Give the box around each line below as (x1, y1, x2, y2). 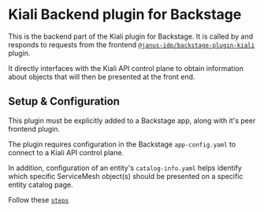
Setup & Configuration (8, 95, 121, 108)
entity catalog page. (8, 180, 73, 189)
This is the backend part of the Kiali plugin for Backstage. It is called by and (8, 32, 254, 41)
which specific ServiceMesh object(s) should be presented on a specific (8, 171, 244, 180)
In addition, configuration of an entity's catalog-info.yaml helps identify (8, 163, 242, 173)
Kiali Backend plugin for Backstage (8, 6, 242, 24)
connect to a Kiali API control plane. (8, 147, 125, 157)
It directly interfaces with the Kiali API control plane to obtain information (8, 63, 244, 73)
